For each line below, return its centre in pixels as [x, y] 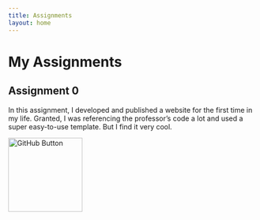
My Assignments [65, 62]
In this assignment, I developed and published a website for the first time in [130, 110]
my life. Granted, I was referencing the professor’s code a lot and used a [126, 118]
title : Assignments [40, 15]
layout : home [30, 23]
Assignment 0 [43, 91]
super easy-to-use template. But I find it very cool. [90, 126]
